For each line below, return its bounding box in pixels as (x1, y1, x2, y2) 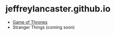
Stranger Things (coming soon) (12, 24, 75, 30)
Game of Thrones (12, 19, 48, 25)
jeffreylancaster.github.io (5, 3, 111, 14)
